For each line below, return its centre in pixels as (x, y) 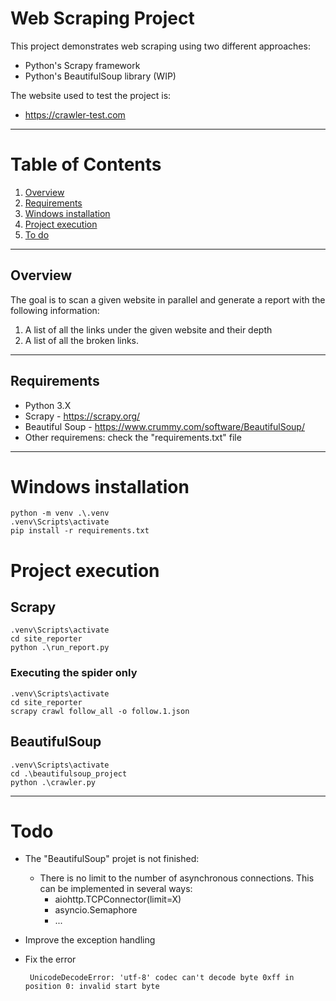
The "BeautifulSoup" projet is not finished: (112, 859)
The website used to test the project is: (91, 95)
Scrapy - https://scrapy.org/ (82, 416)
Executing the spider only (74, 673)
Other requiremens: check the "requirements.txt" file (133, 437)
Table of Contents (86, 164)
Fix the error (50, 959)
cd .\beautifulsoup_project (69, 773)
